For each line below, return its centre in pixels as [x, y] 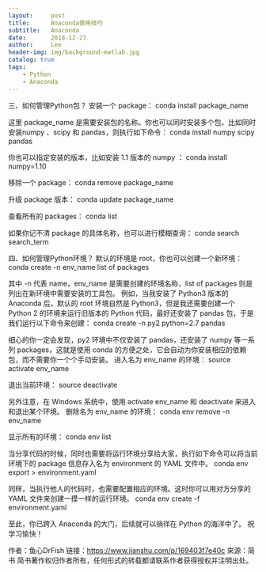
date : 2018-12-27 [47, 38]
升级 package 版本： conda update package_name [91, 199]
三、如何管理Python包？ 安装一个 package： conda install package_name [128, 105]
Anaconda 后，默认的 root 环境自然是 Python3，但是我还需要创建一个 [122, 303]
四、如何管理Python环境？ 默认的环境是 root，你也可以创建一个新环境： [125, 258]
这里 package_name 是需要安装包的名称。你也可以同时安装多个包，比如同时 [132, 122]
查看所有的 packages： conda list [63, 216]
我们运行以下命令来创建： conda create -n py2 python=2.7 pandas [117, 323]
